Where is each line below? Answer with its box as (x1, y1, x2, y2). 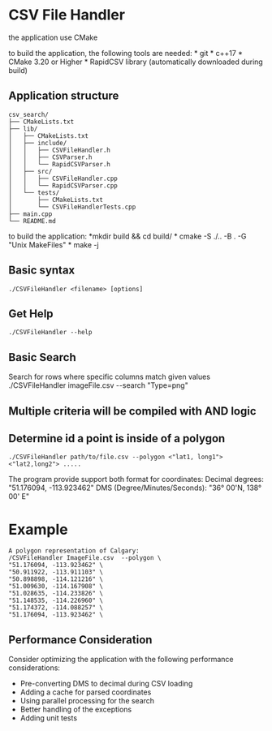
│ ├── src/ (8, 167, 53, 175)
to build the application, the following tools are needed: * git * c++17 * (8, 48, 244, 58)
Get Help (8, 307, 54, 320)
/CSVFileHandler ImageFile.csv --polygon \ (8, 554, 162, 562)
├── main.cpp (8, 209, 53, 218)
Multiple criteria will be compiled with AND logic (8, 404, 257, 418)
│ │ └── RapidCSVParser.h (8, 160, 111, 168)
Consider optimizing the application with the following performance (8, 655, 234, 664)
